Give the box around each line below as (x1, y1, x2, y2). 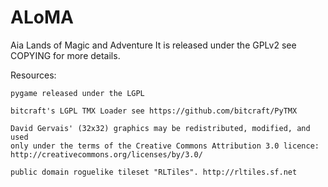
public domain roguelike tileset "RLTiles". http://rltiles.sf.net (10, 167, 298, 177)
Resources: (10, 69, 57, 81)
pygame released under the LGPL (10, 88, 145, 98)
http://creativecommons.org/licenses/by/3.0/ (10, 149, 203, 160)
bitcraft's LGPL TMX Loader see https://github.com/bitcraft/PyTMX (10, 106, 298, 116)
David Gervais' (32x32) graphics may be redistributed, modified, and (10, 123, 311, 133)
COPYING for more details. (10, 49, 121, 61)
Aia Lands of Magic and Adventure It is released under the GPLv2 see (10, 39, 297, 51)
